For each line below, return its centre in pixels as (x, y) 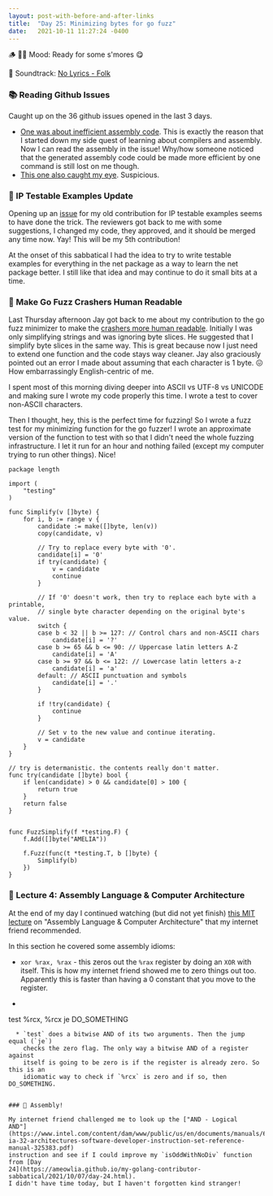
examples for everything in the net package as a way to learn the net (123, 263)
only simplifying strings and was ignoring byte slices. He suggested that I (131, 337)
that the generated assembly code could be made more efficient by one (140, 157)
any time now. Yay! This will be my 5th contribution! (94, 239)
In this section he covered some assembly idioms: (92, 946)
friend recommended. (45, 930)
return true (58, 790)
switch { (52, 626)
